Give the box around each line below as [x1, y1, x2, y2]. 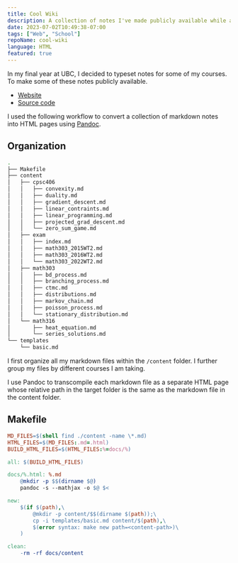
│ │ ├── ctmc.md [7, 285, 69, 292]
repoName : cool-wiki [7, 37, 69, 44]
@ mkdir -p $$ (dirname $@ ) [20, 478, 97, 485]
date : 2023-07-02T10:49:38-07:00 [7, 23, 106, 31]
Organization [7, 140, 66, 153]
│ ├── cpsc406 [7, 179, 55, 186]
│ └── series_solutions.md [7, 331, 106, 338]
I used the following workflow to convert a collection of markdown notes [7, 111, 218, 121]
